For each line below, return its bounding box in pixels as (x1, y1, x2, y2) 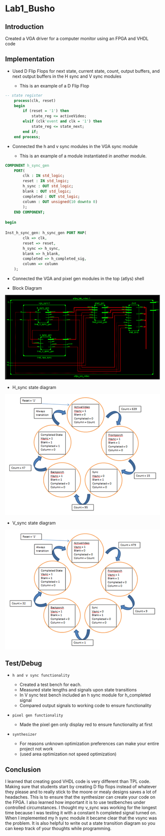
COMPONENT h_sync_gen (5, 163, 50, 168)
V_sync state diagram (12, 520, 56, 526)
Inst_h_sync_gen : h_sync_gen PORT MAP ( (5, 231, 87, 236)
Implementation (5, 55, 55, 63)
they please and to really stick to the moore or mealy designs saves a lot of (5, 789, 157, 795)
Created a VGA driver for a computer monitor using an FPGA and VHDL (5, 35, 149, 41)
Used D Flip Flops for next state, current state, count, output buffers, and (12, 68, 160, 74)
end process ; (14, 134, 41, 139)
